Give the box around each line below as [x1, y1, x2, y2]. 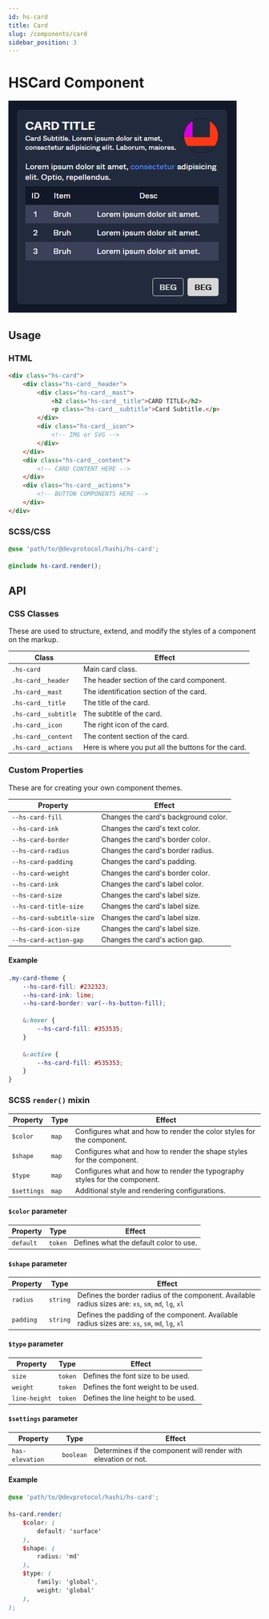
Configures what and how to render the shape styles [74, 1146, 248, 1156]
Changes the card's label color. [101, 878, 204, 889]
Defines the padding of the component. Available [77, 1310, 239, 1320]
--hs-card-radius [11, 847, 70, 855]
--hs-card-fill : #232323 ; [22, 983, 110, 991]
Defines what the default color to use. [73, 1238, 198, 1248]
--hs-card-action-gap [11, 936, 84, 945]
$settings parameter [8, 1414, 78, 1423]
